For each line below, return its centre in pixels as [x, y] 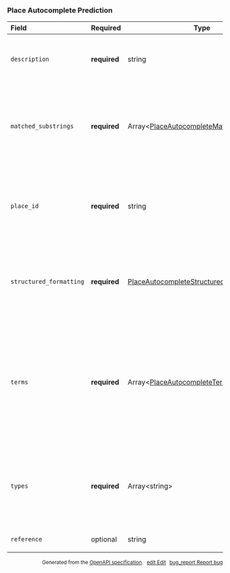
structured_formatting [47, 282]
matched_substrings [42, 126]
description [30, 59]
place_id [25, 206]
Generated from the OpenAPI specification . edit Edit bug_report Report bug [132, 563]
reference [26, 539]
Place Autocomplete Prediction [60, 10]
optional [104, 539]
